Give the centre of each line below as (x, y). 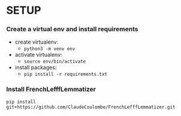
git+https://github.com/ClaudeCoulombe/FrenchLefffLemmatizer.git (91, 107)
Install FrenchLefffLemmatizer (51, 89)
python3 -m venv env (49, 49)
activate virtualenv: (38, 55)
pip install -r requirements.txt (66, 74)
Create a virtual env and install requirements (72, 29)
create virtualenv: (37, 42)
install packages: (36, 68)
